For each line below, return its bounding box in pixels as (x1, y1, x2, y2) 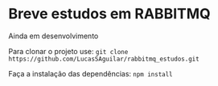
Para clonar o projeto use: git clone (8, 46, 129, 56)
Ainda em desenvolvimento (8, 31, 99, 41)
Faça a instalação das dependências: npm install (8, 68, 173, 78)
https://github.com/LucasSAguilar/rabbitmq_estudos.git (8, 55, 199, 63)
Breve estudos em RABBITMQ (8, 5, 211, 23)
